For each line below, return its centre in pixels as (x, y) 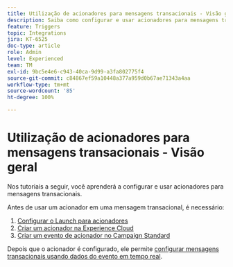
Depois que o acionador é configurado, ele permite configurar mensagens (113, 249)
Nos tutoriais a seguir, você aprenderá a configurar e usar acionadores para (115, 186)
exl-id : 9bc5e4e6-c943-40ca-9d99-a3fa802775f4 (76, 71)
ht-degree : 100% (31, 98)
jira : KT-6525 (28, 40)
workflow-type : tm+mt (38, 85)
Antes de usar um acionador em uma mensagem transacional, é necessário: (116, 207)
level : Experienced (35, 59)
